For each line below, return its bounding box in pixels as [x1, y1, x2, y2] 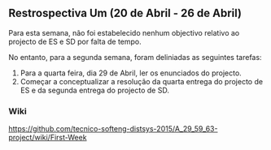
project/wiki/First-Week [8, 133, 87, 143]
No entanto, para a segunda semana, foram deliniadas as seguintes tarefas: [8, 52, 262, 62]
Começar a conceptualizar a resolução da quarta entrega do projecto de [20, 76, 263, 86]
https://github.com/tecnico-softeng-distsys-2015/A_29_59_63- [8, 124, 218, 134]
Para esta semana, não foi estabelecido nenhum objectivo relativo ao [8, 28, 240, 37]
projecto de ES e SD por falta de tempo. [8, 36, 142, 46]
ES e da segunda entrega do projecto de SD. [20, 85, 169, 95]
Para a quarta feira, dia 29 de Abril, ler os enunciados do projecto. [20, 68, 242, 78]
